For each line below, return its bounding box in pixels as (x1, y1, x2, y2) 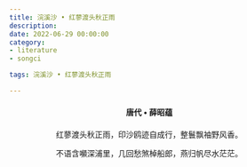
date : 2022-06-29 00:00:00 (9, 29, 109, 38)
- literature (9, 46, 58, 55)
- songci (9, 54, 42, 63)
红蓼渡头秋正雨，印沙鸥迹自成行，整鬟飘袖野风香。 (56, 130, 243, 139)
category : (9, 37, 46, 47)
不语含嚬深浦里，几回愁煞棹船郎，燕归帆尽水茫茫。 (56, 148, 243, 158)
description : (9, 21, 58, 30)
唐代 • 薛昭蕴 (125, 107, 173, 117)
